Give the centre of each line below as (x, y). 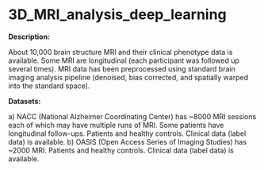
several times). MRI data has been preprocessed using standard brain (122, 68)
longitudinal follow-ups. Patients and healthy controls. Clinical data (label (127, 133)
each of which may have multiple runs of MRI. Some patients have (116, 125)
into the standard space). (49, 86)
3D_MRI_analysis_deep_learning (118, 15)
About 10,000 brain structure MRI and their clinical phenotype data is (121, 52)
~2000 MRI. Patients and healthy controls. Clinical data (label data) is (121, 150)
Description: (29, 37)
